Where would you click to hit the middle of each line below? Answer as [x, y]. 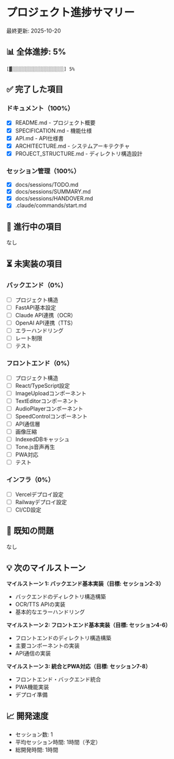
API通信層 [28, 424]
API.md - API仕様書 [39, 138]
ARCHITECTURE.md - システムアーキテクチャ [72, 146]
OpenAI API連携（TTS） [45, 323]
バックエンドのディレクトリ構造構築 [60, 597]
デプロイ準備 [31, 695]
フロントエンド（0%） [40, 363]
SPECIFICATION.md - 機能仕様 [53, 130]
